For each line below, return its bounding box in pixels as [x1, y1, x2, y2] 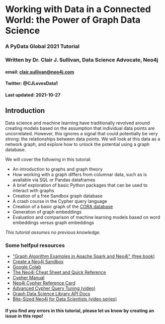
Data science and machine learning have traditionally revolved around [5, 120, 150, 126]
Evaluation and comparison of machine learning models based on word [12, 214, 160, 220]
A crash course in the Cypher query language [12, 198, 107, 204]
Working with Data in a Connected [5, 4, 151, 15]
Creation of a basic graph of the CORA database [12, 203, 113, 209]
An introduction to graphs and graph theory [12, 166, 103, 172]
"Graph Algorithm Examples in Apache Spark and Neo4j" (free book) [12, 253, 155, 259]
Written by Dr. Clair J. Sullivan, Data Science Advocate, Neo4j [5, 56, 158, 63]
